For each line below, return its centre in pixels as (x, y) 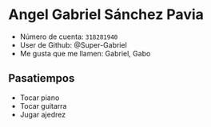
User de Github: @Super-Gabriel (74, 44)
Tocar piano (40, 98)
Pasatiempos (42, 78)
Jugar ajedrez (43, 114)
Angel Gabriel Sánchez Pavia (106, 15)
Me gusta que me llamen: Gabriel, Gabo (85, 53)
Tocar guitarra (43, 106)
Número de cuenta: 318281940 (69, 37)
